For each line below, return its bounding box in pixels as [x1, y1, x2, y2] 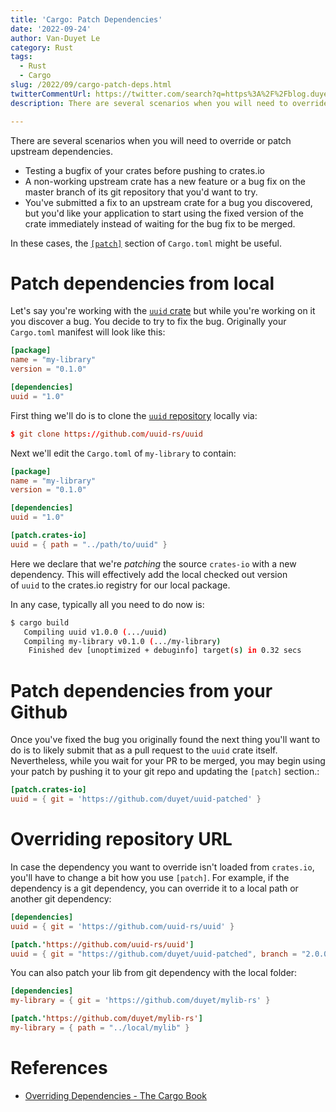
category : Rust [10, 42, 74, 53]
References [10, 1057, 108, 1080]
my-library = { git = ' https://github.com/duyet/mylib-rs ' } [10, 996, 271, 1006]
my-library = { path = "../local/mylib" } [10, 1023, 190, 1033]
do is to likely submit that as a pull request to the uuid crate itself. [10, 744, 278, 756]
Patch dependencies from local [10, 272, 275, 295]
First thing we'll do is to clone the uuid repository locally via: [10, 409, 258, 421]
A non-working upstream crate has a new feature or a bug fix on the [24, 175, 306, 187]
